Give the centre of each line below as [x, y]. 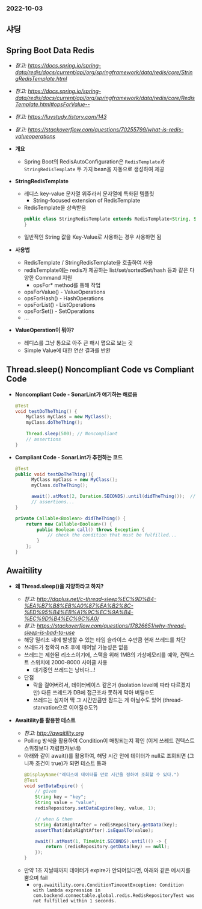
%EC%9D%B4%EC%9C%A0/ [61, 618]
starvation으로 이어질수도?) [65, 707]
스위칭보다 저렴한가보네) [52, 748]
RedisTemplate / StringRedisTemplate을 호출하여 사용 [88, 262]
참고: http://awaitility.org [54, 733]
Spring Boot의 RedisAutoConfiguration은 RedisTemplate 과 [94, 162]
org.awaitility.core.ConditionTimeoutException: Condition [109, 885]
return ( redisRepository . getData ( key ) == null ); [108, 847]
